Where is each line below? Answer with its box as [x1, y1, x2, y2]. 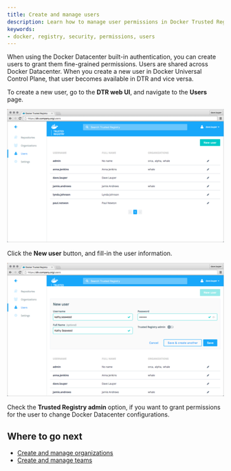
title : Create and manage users [7, 11, 100, 18]
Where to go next [7, 430, 82, 442]
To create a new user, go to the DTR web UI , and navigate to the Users [7, 88, 208, 97]
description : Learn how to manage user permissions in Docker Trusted [7, 18, 214, 26]
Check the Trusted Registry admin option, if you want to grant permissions [7, 403, 221, 412]
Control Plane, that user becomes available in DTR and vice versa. [7, 74, 194, 83]
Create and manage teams [16, 456, 93, 465]
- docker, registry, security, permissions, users [7, 33, 155, 40]
